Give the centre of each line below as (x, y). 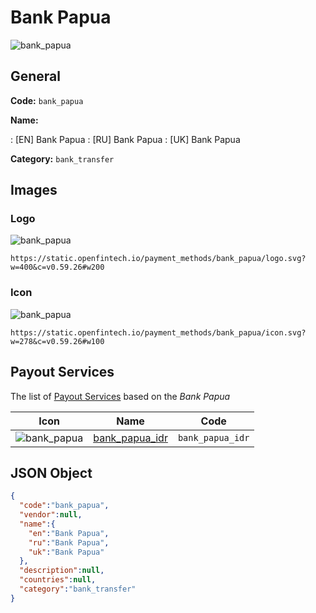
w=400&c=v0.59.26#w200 (57, 267)
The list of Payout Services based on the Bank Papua (120, 396)
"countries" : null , (58, 580)
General (36, 76)
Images (34, 190)
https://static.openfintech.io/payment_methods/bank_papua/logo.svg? (158, 259)
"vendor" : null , (51, 515)
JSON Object (51, 472)
